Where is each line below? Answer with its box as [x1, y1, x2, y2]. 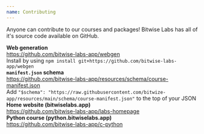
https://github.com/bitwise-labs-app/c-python [6, 120, 123, 128]
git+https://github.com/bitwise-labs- [78, 58, 177, 64]
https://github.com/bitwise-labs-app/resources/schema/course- [6, 75, 169, 82]
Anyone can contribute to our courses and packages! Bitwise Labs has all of [6, 26, 199, 33]
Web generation [6, 44, 48, 51]
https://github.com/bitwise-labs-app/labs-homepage [6, 107, 140, 115]
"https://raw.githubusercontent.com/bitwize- [48, 89, 166, 95]
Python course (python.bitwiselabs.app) [6, 114, 112, 121]
